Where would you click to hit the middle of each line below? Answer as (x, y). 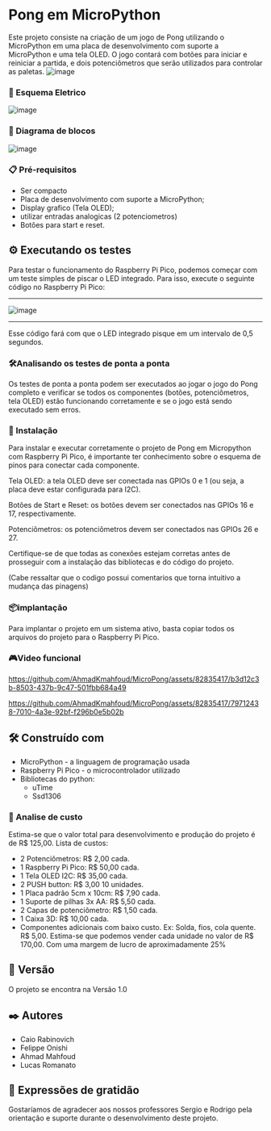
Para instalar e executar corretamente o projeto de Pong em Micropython (130, 448)
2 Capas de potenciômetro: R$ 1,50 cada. (89, 910)
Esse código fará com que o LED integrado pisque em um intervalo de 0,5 (131, 333)
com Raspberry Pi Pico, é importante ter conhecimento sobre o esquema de (135, 457)
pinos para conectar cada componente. (74, 465)
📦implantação (38, 608)
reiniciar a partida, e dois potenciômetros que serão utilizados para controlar (135, 63)
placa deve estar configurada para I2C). (75, 489)
